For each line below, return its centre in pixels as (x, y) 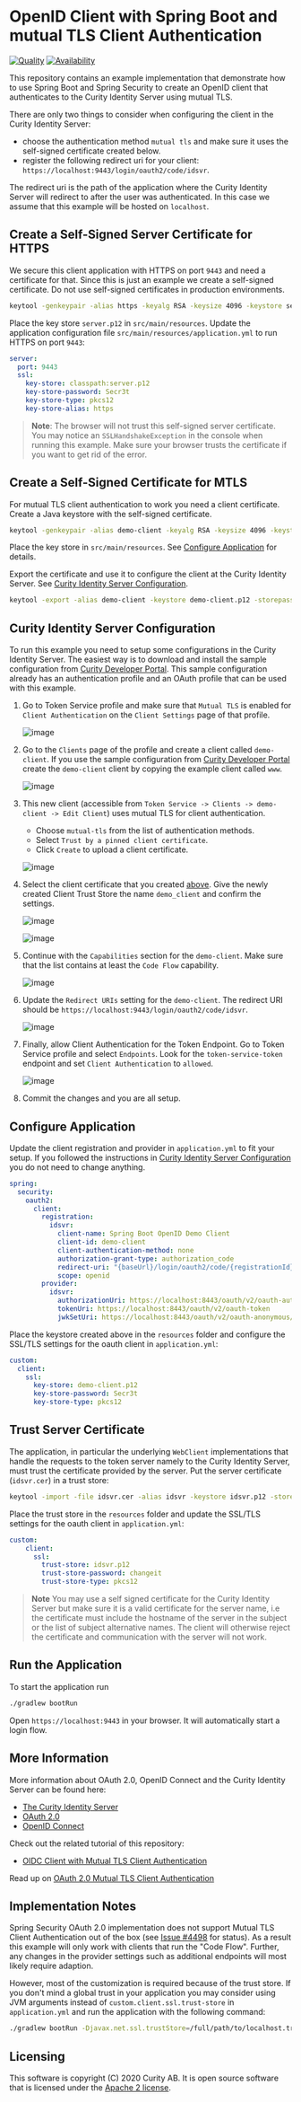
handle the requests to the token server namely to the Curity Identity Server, (150, 1461)
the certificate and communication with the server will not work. (149, 1637)
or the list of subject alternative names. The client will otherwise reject (161, 1627)
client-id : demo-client (101, 1242)
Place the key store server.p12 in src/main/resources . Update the (130, 323)
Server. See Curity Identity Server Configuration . (99, 584)
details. (23, 557)
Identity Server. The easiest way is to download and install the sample (138, 660)
